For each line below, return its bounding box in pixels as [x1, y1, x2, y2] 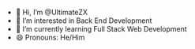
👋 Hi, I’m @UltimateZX [15, 8, 88, 17]
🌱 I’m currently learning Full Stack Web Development [15, 24, 187, 33]
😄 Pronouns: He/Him [15, 32, 85, 42]
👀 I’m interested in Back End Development [15, 16, 152, 25]
